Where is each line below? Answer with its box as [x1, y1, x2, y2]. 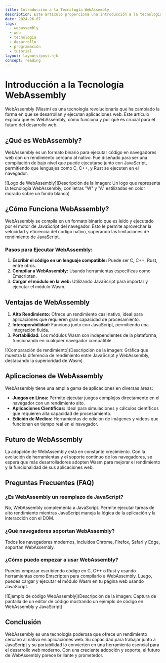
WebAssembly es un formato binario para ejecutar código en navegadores [5, 150, 157, 155]
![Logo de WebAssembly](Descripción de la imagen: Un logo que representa [5, 180, 161, 186]
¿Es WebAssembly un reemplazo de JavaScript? [5, 493, 124, 500]
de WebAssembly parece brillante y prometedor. [5, 652, 104, 658]
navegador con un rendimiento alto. [12, 400, 85, 406]
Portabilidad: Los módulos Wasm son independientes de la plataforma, [12, 332, 158, 338]
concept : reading [5, 58, 41, 63]
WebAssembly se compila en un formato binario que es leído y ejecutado [5, 218, 154, 224]
